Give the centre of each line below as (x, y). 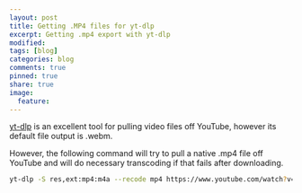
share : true (31, 84)
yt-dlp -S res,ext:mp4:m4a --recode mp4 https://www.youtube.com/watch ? (148, 180)
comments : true (38, 68)
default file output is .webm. (61, 136)
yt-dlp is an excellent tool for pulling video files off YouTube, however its (143, 127)
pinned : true (34, 76)
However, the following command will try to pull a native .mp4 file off (136, 154)
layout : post (34, 18)
